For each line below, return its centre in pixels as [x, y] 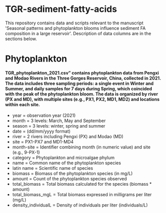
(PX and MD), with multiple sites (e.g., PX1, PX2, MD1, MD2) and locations [83, 99]
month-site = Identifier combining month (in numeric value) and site [81, 147]
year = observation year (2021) [44, 116]
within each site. [23, 104]
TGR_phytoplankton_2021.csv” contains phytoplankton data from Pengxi [82, 72]
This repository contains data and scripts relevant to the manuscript [74, 23]
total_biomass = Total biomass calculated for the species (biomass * [82, 184]
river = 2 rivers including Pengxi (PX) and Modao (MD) [68, 137]
